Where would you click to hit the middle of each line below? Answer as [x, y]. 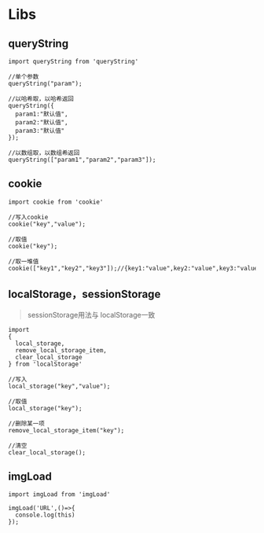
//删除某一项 [26, 423]
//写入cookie [28, 217]
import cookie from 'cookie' [56, 202]
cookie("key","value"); [47, 224]
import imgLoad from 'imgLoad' [59, 494]
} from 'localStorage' [45, 364]
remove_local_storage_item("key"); [66, 430]
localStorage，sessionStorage [84, 294]
